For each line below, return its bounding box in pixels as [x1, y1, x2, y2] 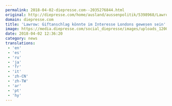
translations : [5, 41, 36, 46]
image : [5, 26, 19, 32]
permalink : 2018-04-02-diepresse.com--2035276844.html [5, 7, 125, 13]
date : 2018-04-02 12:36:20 [5, 31, 63, 36]
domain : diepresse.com [5, 17, 54, 22]
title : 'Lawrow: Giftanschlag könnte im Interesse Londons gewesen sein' [5, 21, 166, 27]
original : [5, 12, 27, 17]
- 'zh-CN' [7, 74, 29, 79]
